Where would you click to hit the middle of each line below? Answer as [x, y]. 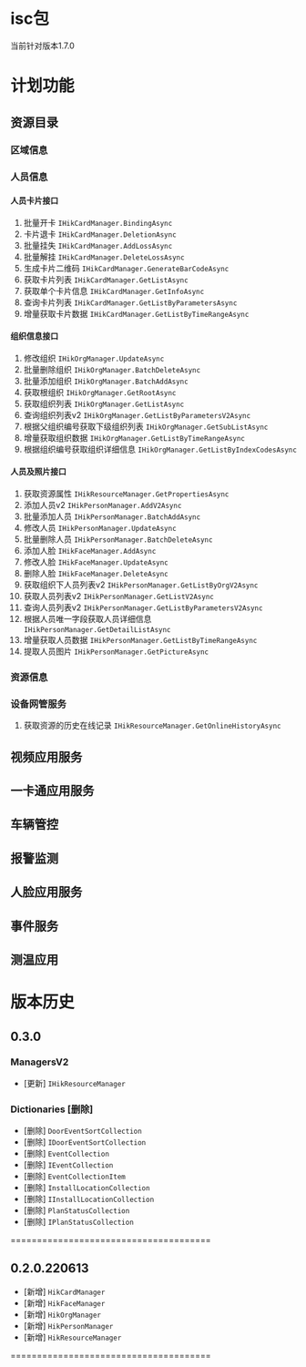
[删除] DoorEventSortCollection [82, 1131]
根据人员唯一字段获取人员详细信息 [87, 618]
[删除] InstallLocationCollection [87, 1188]
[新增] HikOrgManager [62, 1314]
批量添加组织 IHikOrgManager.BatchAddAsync [106, 381]
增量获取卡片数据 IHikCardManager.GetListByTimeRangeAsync [136, 313]
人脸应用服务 [46, 892]
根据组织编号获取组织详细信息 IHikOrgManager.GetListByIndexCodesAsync [160, 449]
